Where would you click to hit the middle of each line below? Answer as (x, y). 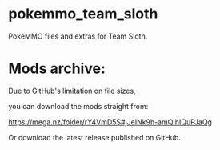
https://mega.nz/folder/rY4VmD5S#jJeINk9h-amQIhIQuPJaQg (110, 122)
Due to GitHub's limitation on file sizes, (72, 91)
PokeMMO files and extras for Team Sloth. (78, 36)
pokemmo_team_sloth (83, 14)
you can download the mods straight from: (78, 106)
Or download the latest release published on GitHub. (95, 137)
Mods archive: (57, 69)
